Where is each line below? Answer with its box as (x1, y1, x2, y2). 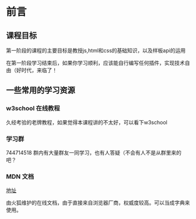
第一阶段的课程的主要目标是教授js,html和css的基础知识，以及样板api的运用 (6, 47, 185, 54)
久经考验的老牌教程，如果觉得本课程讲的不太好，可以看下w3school (6, 119, 167, 126)
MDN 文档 (6, 172, 34, 180)
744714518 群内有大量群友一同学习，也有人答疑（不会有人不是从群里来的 (6, 149, 182, 156)
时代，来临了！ (21, 67, 57, 74)
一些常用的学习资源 (6, 85, 75, 95)
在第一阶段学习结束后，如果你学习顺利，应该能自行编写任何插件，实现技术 (6, 60, 185, 66)
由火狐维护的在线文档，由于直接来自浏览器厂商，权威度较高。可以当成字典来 (6, 199, 190, 206)
